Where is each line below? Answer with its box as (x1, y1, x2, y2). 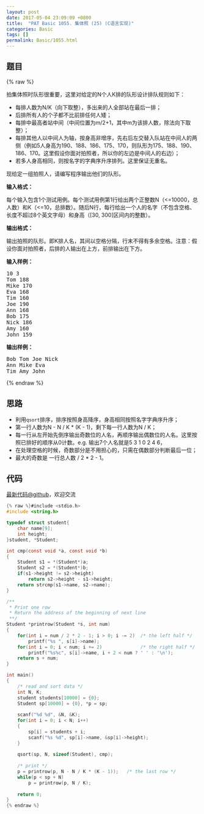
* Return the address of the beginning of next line (9, 610, 147, 616)
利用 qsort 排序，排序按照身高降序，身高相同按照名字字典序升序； (15, 416, 179, 423)
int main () (6, 672, 34, 678)
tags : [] (6, 32, 29, 38)
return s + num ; (17, 655, 59, 661)
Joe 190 (6, 300, 29, 307)
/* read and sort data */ (17, 683, 84, 689)
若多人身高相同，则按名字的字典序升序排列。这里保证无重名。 (15, 157, 171, 164)
